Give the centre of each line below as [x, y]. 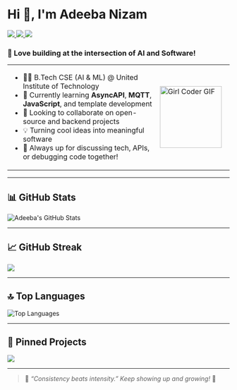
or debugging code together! [71, 157]
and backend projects [84, 121]
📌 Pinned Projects [47, 342]
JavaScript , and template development [88, 104]
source [34, 121]
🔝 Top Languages [47, 297]
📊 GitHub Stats [42, 197]
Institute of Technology [61, 86]
